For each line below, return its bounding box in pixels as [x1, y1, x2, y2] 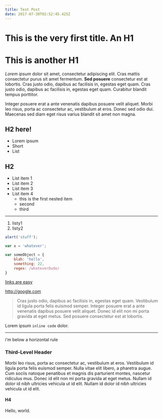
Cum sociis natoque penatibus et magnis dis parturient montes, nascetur [5, 370, 150, 376]
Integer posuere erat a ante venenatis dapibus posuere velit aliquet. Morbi [5, 100, 153, 107]
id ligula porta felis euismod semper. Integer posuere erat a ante [16, 303, 145, 309]
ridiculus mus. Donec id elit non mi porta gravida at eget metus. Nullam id [5, 375, 152, 381]
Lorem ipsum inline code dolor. [5, 323, 69, 329]
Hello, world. [5, 407, 31, 413]
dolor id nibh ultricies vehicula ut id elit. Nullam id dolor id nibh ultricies [5, 381, 147, 386]
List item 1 [12, 175, 33, 181]
